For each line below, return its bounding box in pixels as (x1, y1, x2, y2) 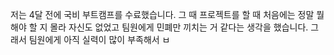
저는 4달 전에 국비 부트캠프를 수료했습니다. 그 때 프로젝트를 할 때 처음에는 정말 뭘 (10, 9, 325, 20)
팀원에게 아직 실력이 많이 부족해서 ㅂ (28, 34, 171, 45)
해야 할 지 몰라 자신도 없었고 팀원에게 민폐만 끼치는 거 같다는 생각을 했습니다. (10, 21, 309, 33)
